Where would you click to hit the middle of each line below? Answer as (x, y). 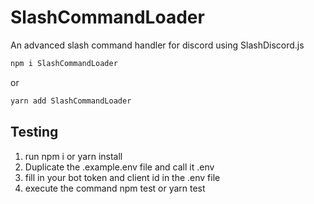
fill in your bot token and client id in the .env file (122, 177)
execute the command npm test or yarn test (115, 188)
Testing (34, 132)
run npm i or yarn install (73, 156)
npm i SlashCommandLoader (64, 63)
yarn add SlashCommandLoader (71, 101)
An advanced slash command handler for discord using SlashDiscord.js (157, 45)
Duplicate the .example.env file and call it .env (119, 167)
